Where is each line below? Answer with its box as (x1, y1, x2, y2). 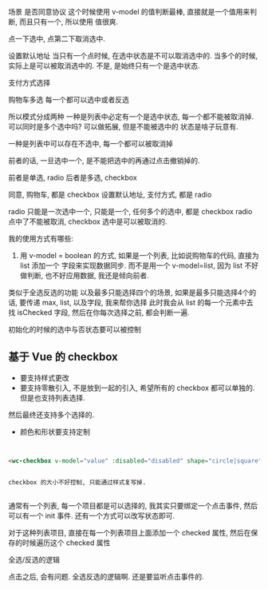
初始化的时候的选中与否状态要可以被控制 (8, 324, 141, 334)
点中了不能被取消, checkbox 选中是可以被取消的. (8, 217, 167, 226)
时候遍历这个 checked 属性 (22, 538, 111, 547)
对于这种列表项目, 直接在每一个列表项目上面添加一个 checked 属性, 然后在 (8, 527, 251, 537)
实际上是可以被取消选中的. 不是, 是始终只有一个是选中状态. (8, 61, 200, 70)
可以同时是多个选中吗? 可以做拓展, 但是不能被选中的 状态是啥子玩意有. (8, 122, 239, 131)
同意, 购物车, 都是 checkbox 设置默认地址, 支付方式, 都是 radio (8, 190, 212, 199)
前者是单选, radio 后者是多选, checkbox (8, 173, 137, 182)
